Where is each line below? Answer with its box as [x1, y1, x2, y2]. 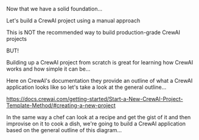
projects [6, 35, 27, 42]
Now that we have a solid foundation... [6, 5, 103, 12]
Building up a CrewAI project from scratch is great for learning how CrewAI [6, 59, 194, 66]
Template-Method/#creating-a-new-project [6, 102, 116, 109]
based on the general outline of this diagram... [6, 127, 122, 133]
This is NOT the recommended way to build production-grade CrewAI [6, 29, 181, 36]
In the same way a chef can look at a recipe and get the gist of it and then [6, 114, 191, 121]
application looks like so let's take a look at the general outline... [6, 83, 167, 91]
